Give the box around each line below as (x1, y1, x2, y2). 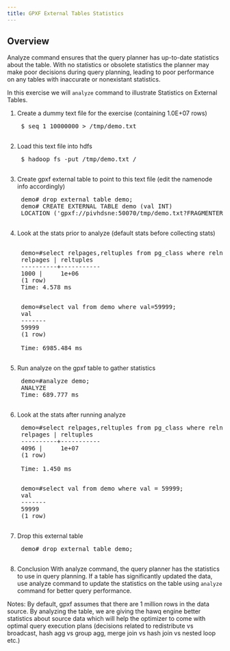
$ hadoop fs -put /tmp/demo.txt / (21, 156, 137, 163)
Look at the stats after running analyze (16, 410, 126, 419)
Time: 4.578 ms (21, 284, 72, 291)
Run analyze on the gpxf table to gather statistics (16, 364, 156, 372)
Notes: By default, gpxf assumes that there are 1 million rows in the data (7, 600, 210, 609)
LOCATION (21, 210, 50, 217)
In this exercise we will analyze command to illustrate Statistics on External (7, 88, 218, 97)
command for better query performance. (16, 587, 132, 595)
